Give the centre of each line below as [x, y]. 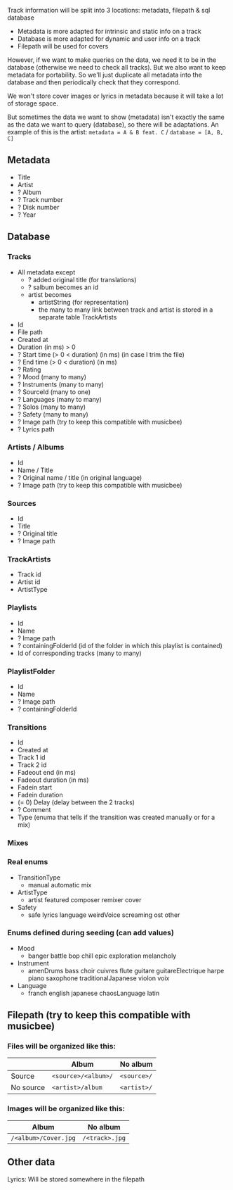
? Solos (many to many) [52, 407]
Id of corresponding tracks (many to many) [79, 653]
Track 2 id [32, 765]
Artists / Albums [36, 448]
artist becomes [49, 294]
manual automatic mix [60, 885]
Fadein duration [40, 795]
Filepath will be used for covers [63, 46]
